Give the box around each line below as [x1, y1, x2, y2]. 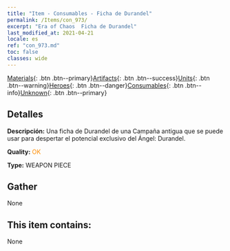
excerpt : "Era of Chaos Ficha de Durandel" [7, 23, 137, 30]
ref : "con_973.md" [7, 42, 60, 49]
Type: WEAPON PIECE [7, 161, 72, 169]
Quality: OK [7, 148, 41, 156]
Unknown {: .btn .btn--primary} [20, 88, 107, 97]
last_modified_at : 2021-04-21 [7, 29, 94, 37]
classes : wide [7, 55, 48, 62]
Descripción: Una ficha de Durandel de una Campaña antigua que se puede [7, 127, 224, 135]
